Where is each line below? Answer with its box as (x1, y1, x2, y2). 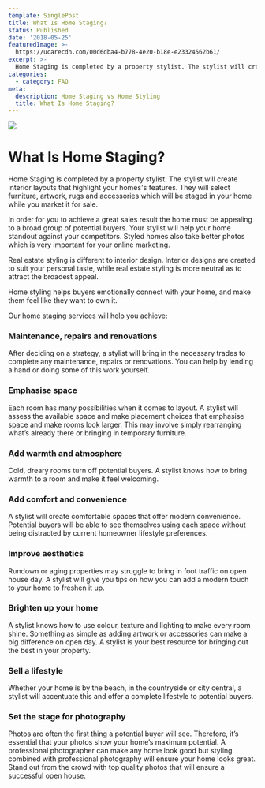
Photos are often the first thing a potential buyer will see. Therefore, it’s (8, 729, 239, 738)
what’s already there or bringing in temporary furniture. (8, 428, 187, 438)
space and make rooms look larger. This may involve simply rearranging (8, 420, 242, 429)
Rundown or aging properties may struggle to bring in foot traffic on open (8, 566, 247, 576)
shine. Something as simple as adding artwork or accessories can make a (8, 629, 248, 638)
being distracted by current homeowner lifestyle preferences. (8, 528, 208, 538)
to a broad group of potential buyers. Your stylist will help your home (8, 223, 231, 233)
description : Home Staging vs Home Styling (15, 92, 160, 100)
